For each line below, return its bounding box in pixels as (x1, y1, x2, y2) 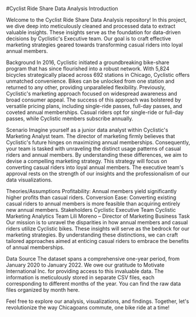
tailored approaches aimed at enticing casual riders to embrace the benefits (6, 238, 189, 244)
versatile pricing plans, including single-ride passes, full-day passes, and (6, 103, 183, 109)
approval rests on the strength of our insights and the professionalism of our (6, 170, 190, 177)
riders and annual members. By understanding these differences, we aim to (6, 151, 188, 158)
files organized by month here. (6, 286, 80, 293)
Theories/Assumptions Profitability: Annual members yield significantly (6, 188, 177, 194)
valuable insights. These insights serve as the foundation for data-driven (6, 29, 181, 36)
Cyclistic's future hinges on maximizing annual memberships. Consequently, (6, 139, 190, 146)
